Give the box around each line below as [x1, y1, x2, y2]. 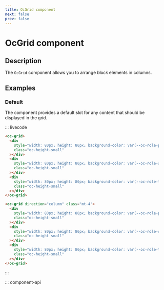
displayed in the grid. [5, 115, 47, 121]
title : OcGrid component [5, 7, 56, 12]
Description [5, 57, 41, 65]
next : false [5, 12, 29, 17]
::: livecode [5, 124, 27, 130]
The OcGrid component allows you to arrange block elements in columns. [5, 69, 152, 76]
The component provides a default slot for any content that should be [5, 110, 145, 115]
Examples [5, 84, 36, 92]
